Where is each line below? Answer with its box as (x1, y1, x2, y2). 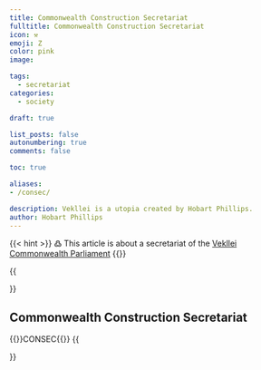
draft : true (9, 113, 54, 122)
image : (9, 55, 34, 64)
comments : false (9, 147, 71, 156)
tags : (9, 72, 30, 82)
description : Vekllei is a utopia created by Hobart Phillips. (9, 204, 254, 213)
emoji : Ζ (9, 38, 43, 48)
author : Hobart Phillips (9, 212, 103, 222)
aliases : (9, 180, 43, 189)
